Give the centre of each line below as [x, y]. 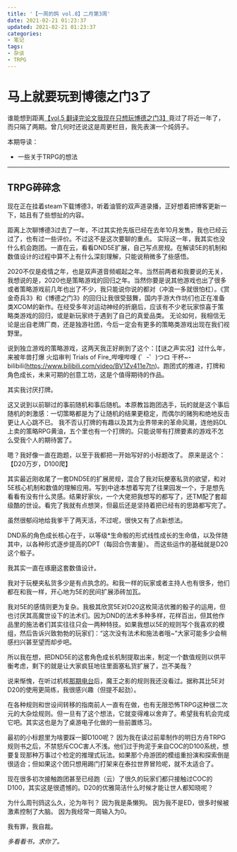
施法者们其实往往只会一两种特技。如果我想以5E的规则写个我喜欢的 [122, 624]
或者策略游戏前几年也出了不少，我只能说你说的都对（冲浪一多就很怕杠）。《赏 [119, 289]
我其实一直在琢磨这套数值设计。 [54, 568]
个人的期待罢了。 [50, 440]
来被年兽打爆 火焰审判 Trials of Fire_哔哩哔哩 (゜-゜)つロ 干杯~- [99, 356]
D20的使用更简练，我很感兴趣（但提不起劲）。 [74, 690]
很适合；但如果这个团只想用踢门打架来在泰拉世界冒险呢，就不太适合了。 [112, 764]
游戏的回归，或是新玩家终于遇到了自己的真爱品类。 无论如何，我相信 [119, 316]
